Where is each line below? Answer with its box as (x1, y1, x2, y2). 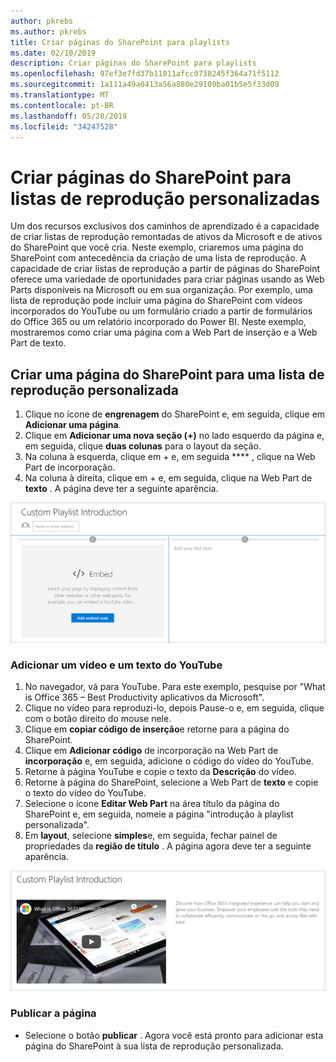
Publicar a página (10, 1006, 97, 1020)
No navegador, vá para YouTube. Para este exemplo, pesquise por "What (24, 681, 326, 693)
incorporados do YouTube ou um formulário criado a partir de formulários (10, 305, 313, 317)
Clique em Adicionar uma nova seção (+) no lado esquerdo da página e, (24, 430, 325, 442)
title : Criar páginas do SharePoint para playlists (10, 37, 230, 47)
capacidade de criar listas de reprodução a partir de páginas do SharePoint (10, 263, 321, 275)
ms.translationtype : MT (10, 90, 110, 100)
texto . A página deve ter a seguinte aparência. (24, 483, 219, 495)
